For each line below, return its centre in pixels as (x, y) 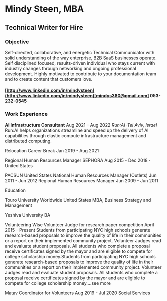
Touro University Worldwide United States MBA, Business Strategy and (78, 200)
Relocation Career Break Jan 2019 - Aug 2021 (52, 150)
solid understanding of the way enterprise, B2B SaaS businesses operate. (81, 58)
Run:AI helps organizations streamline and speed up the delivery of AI (77, 130)
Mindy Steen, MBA (45, 9)
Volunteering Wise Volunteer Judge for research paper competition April (80, 225)
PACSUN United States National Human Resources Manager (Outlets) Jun (81, 175)
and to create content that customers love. (49, 79)
